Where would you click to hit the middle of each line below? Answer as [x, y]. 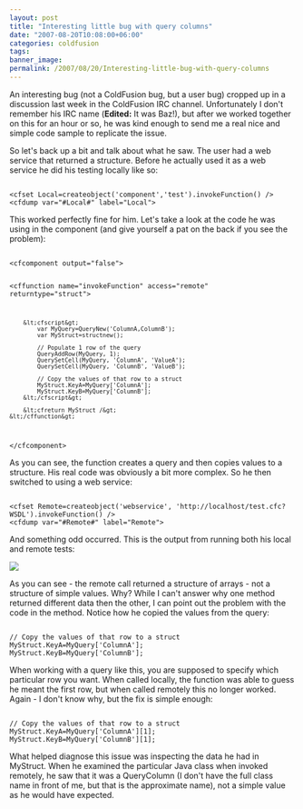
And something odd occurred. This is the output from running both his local [151, 539]
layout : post [34, 18]
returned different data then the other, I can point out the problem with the [148, 603]
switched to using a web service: [71, 482]
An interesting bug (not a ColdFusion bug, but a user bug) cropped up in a [147, 94]
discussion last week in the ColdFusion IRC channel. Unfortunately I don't [147, 104]
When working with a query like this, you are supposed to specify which [144, 670]
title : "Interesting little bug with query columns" [111, 26]
